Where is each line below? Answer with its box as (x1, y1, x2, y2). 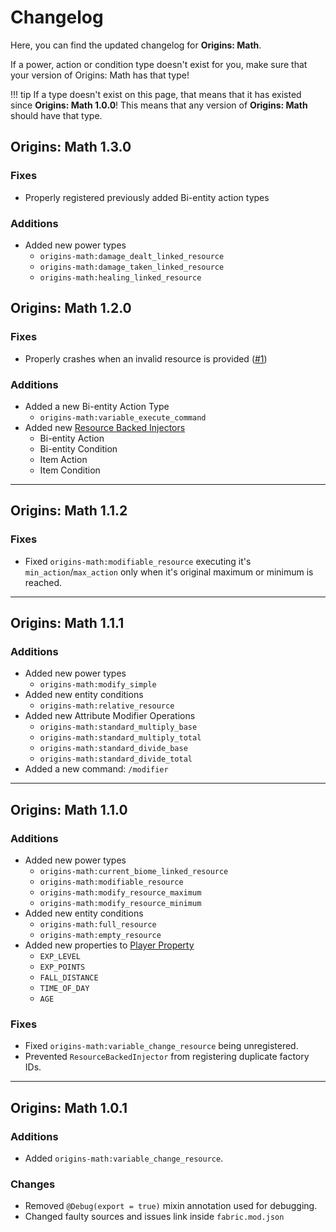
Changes (10, 1177, 56, 1191)
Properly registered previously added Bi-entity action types (24, 191, 270, 203)
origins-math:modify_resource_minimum (39, 898, 202, 908)
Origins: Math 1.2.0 (10, 300, 132, 317)
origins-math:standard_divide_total (39, 754, 193, 765)
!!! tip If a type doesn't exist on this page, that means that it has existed (10, 88, 302, 100)
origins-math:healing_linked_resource (39, 272, 202, 283)
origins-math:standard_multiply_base (39, 722, 198, 733)
